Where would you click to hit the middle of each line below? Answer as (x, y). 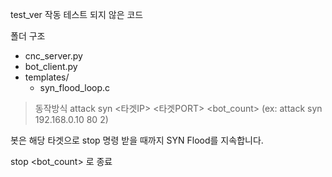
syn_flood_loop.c (75, 87)
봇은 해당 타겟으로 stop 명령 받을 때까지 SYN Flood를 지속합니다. (137, 140)
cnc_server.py (53, 56)
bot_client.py (51, 66)
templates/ (47, 77)
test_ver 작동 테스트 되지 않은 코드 (77, 14)
